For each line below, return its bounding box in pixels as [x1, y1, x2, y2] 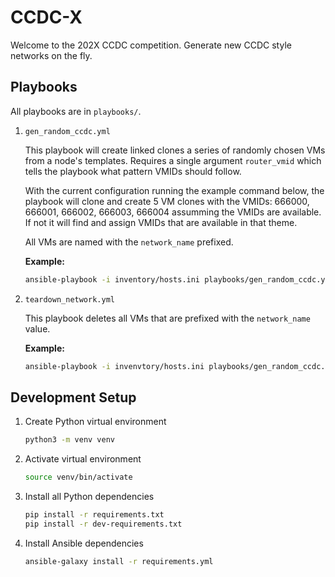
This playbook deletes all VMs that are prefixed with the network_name [24, 312, 311, 324]
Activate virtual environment [24, 453, 142, 465]
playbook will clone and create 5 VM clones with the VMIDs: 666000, [24, 195, 310, 207]
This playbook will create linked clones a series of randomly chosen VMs [24, 144, 326, 156]
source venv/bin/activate [24, 472, 133, 483]
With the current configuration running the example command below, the [24, 184, 325, 196]
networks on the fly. [10, 49, 93, 61]
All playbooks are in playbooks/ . [10, 105, 142, 117]
